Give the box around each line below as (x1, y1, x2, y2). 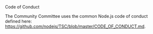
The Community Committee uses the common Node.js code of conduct (5, 13, 148, 19)
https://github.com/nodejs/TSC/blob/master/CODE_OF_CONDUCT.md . (5, 23, 146, 29)
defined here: (5, 19, 32, 24)
